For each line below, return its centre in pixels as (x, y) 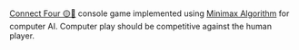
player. (22, 36)
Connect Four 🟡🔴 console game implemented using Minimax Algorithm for (149, 13)
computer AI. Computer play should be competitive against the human (141, 26)
